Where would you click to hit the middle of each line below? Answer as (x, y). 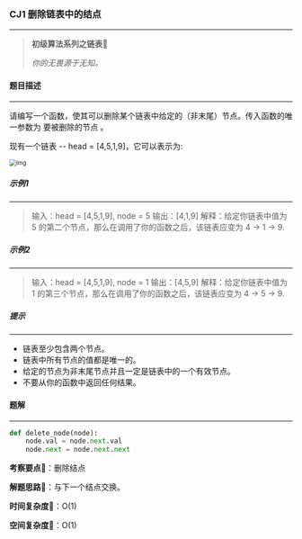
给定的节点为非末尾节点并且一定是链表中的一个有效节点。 (129, 372)
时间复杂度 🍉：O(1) (43, 507)
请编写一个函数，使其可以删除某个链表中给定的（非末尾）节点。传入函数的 (147, 115)
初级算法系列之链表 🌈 (69, 44)
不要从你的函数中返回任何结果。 (81, 382)
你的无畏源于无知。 (67, 63)
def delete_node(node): (54, 433)
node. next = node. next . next (78, 450)
